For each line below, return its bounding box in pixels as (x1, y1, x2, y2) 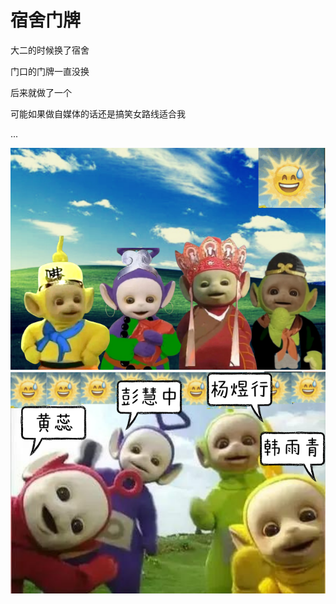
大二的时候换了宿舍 (10, 44, 90, 56)
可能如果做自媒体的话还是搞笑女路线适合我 (10, 107, 186, 120)
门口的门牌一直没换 (10, 65, 90, 77)
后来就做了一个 (10, 86, 72, 98)
